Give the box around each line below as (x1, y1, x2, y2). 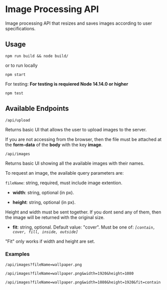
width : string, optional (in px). (12, 189, 74, 195)
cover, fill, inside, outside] (12, 229, 78, 235)
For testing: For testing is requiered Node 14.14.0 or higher (5, 81, 128, 87)
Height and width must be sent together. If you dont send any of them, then (5, 209, 161, 215)
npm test (5, 91, 24, 96)
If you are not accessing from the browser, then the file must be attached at (5, 136, 162, 142)
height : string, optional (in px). (12, 199, 76, 205)
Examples (5, 251, 30, 258)
